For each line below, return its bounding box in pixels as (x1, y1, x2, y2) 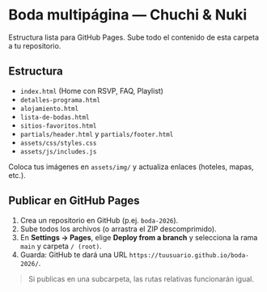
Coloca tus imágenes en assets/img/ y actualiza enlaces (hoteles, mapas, (8, 162, 254, 171)
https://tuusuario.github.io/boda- (129, 251, 249, 260)
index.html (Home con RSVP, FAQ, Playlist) (19, 86, 164, 95)
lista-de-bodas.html (19, 113, 90, 121)
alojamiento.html (19, 104, 79, 112)
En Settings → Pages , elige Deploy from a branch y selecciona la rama (19, 232, 258, 242)
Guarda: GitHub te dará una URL (19, 249, 128, 260)
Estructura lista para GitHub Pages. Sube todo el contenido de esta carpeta (8, 32, 260, 42)
